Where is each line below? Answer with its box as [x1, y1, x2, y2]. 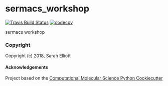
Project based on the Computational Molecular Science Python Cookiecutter [5, 75, 163, 81]
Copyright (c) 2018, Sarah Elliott [5, 53, 71, 59]
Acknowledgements [5, 64, 49, 70]
